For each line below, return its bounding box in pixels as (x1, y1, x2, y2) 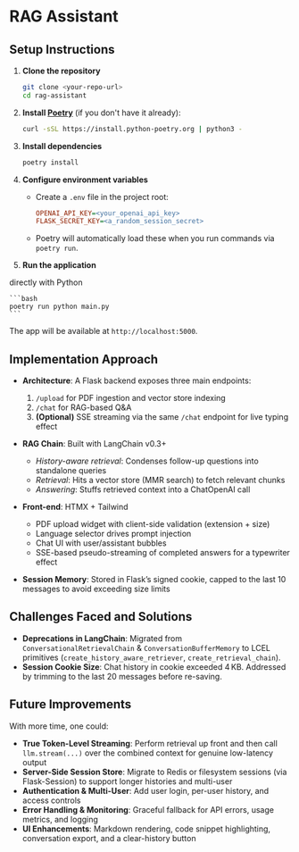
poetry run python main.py (9, 302, 110, 312)
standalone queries (35, 465, 107, 476)
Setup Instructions (9, 42, 115, 57)
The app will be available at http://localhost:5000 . (9, 326, 198, 337)
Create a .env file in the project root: (35, 191, 170, 202)
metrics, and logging (21, 814, 98, 824)
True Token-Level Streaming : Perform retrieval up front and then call (21, 738, 278, 748)
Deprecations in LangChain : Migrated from (21, 632, 183, 644)
